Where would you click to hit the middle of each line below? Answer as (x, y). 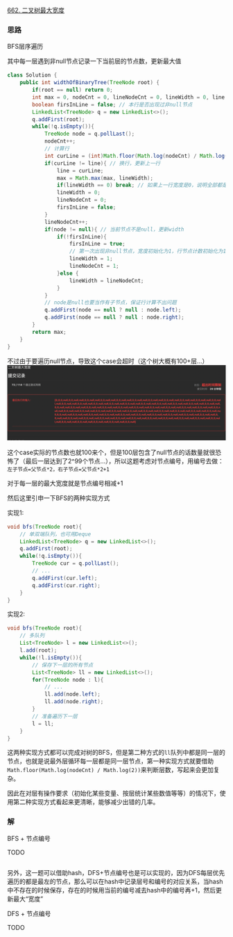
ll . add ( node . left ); (72, 694)
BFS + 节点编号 (29, 838)
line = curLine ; (80, 170)
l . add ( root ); (38, 650)
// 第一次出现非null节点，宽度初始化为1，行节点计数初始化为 (146, 251)
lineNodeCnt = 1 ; (94, 266)
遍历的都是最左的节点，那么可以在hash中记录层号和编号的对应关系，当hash (115, 881)
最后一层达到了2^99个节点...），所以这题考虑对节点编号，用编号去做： (124, 461)
